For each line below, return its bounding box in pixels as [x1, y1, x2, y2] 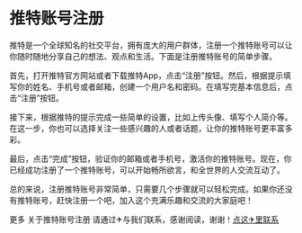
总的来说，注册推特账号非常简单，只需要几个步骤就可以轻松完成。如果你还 [9, 184, 285, 194]
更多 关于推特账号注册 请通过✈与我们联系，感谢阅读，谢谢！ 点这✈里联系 [9, 213, 280, 225]
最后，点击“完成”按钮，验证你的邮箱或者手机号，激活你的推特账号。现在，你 [9, 153, 292, 164]
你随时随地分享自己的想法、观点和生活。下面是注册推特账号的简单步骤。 [9, 50, 277, 61]
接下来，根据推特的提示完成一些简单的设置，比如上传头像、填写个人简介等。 [9, 112, 293, 122]
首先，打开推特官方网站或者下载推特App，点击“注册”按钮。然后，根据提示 [9, 69, 284, 81]
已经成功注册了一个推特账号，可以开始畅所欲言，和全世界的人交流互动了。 [9, 164, 285, 175]
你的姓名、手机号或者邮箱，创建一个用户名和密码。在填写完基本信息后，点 [16, 81, 293, 92]
